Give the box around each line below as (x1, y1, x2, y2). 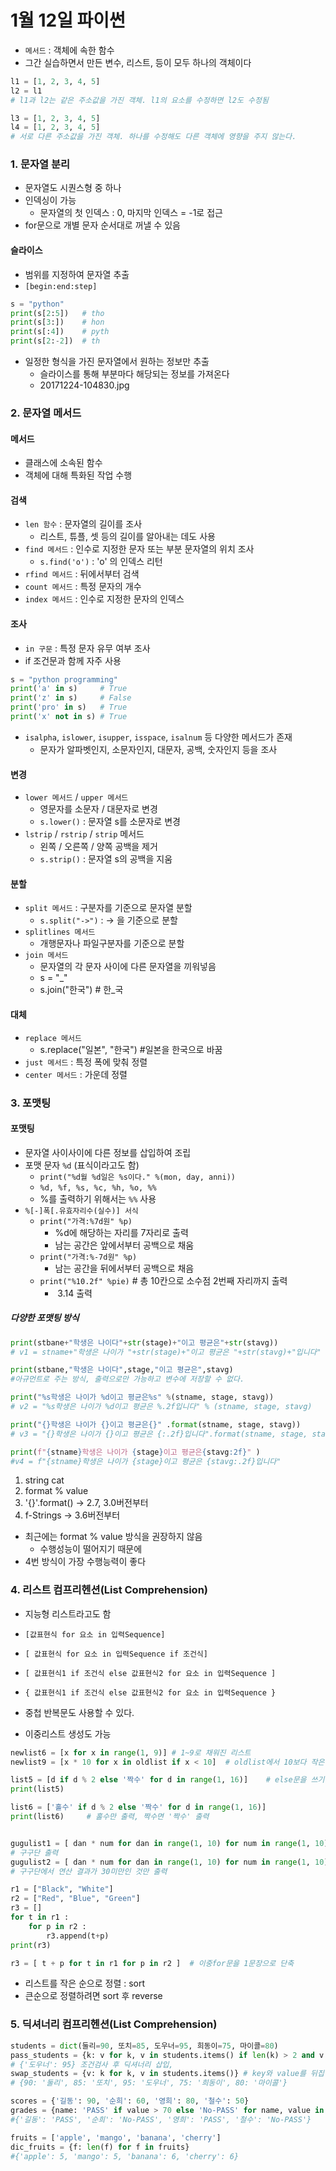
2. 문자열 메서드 (10, 406, 82, 420)
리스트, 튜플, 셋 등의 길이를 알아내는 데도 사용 (39, 531, 216, 543)
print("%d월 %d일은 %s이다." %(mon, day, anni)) (39, 1172, 237, 1182)
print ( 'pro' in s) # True (10, 702, 128, 713)
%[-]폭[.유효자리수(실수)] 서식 (24, 1206, 139, 1216)
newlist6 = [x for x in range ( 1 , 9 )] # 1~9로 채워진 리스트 (10, 1747, 252, 1758)
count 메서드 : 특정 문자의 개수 (24, 581, 142, 593)
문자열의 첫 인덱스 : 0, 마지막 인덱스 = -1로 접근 (39, 207, 223, 219)
